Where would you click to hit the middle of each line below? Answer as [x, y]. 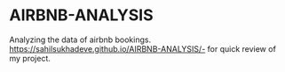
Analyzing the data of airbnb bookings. [80, 40]
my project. [30, 58]
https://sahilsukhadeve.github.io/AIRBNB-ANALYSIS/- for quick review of [143, 48]
